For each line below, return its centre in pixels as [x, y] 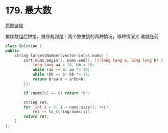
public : [14, 51]
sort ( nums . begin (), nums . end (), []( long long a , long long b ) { [93, 60]
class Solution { [24, 46]
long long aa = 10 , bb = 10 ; [64, 65]
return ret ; [37, 117]
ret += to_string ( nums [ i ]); [63, 112]
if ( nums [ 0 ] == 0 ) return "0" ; [57, 93]
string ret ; [37, 102]
